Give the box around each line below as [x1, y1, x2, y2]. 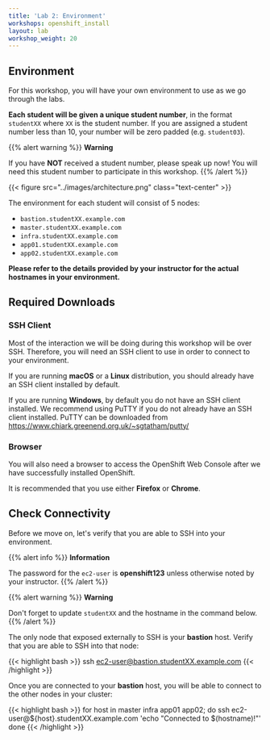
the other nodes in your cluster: [8, 689, 113, 699]
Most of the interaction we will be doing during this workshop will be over [8, 338, 252, 348]
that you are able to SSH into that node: [8, 641, 139, 650]
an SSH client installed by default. [8, 379, 121, 389]
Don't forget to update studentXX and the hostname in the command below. [8, 608, 258, 617]
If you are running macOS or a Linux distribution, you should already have [8, 370, 255, 380]
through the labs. [8, 94, 65, 104]
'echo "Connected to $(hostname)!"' [139, 713, 262, 723]
